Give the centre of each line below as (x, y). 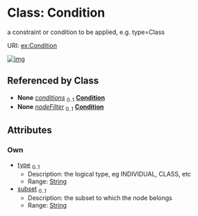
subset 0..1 (32, 189)
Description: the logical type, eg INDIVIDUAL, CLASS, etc (109, 174)
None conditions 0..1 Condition (61, 98)
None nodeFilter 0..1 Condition (60, 107)
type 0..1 (28, 166)
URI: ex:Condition (32, 45)
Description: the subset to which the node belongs (100, 198)
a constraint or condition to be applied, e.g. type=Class (86, 32)
